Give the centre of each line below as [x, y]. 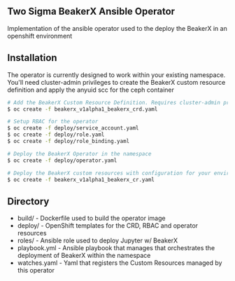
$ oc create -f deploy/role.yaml [56, 135]
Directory [28, 201]
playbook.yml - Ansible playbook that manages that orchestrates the [116, 248]
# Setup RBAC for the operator [53, 122]
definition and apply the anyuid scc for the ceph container [91, 90]
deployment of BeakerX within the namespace [84, 256]
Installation [32, 58]
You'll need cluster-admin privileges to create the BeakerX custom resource [116, 82]
